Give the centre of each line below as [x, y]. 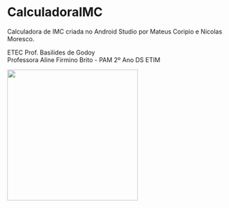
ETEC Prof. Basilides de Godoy [51, 52]
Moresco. [21, 38]
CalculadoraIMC [55, 12]
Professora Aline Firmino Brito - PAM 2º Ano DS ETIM [84, 59]
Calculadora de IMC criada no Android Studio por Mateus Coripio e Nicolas [115, 31]
